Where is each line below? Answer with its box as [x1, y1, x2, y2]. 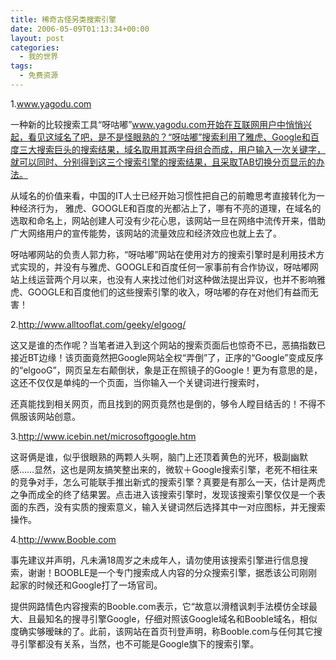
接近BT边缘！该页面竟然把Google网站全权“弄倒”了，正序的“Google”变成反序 [10, 351, 324, 363]
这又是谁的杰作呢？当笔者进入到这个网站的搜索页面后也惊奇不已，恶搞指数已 [10, 339, 326, 351]
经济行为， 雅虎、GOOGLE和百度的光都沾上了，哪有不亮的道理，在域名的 [18, 202, 322, 214]
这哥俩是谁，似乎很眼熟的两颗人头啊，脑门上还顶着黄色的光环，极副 [10, 451, 291, 463]
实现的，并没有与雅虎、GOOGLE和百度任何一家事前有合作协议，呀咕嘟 [18, 261, 310, 273]
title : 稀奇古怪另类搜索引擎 [10, 14, 117, 25]
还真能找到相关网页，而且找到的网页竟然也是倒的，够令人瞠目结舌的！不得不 [10, 397, 326, 410]
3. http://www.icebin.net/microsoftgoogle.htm [10, 430, 197, 442]
